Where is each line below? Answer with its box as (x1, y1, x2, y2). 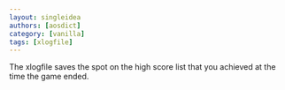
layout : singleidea (9, 12, 81, 22)
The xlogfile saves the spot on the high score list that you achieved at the (9, 62, 276, 72)
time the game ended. (9, 71, 89, 82)
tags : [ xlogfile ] (9, 37, 73, 47)
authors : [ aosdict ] (9, 21, 81, 30)
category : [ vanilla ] (9, 29, 86, 38)
